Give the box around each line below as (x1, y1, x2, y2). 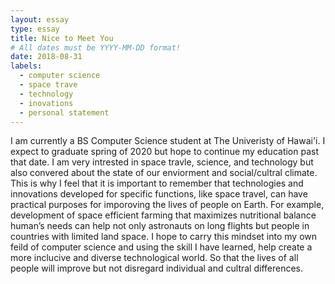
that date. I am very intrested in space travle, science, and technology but (10, 156, 314, 168)
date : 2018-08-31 (10, 52, 83, 62)
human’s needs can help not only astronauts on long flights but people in (10, 220, 310, 232)
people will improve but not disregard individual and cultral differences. (10, 262, 304, 275)
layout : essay (10, 14, 70, 25)
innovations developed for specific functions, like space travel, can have (10, 188, 308, 200)
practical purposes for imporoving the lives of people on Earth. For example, (10, 199, 325, 211)
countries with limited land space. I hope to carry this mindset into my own (10, 231, 318, 243)
